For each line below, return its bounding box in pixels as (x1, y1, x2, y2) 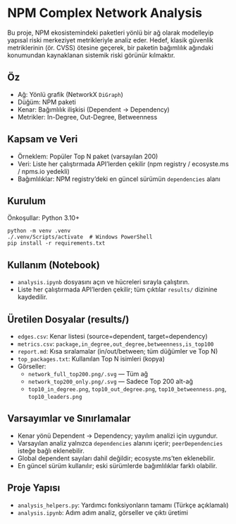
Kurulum (7, 194, 46, 206)
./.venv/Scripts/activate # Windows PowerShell (7, 233, 153, 241)
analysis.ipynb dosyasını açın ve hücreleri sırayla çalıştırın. (17, 278, 190, 286)
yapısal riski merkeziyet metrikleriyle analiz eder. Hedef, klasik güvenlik (7, 35, 213, 44)
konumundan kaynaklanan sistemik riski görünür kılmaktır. (7, 51, 175, 59)
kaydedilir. (17, 293, 48, 301)
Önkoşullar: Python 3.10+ (7, 214, 80, 222)
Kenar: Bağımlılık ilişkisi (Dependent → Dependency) (17, 105, 170, 114)
